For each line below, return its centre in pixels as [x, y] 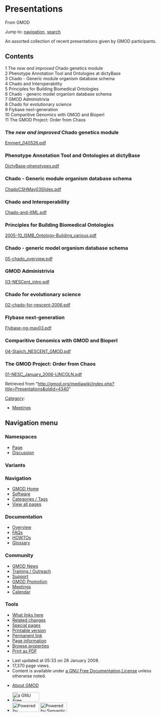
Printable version [29, 630]
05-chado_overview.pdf [29, 259]
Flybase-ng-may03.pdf [28, 328]
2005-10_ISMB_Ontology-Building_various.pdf [51, 235]
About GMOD [25, 685]
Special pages [26, 625]
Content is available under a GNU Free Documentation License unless [82, 670]
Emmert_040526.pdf [26, 143]
